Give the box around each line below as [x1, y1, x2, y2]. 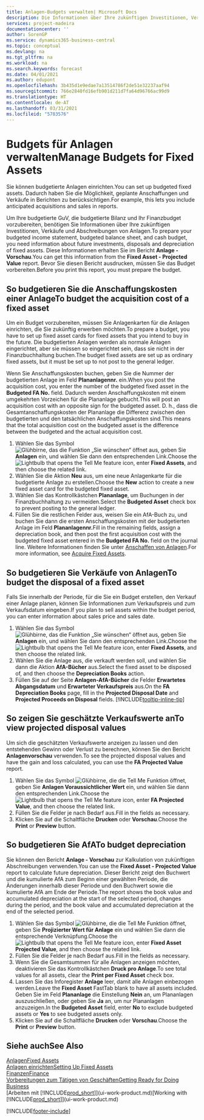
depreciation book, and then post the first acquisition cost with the [15, 531, 182, 538]
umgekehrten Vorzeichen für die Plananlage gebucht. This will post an [6, 395, 180, 403]
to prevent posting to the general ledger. [15, 505, 117, 512]
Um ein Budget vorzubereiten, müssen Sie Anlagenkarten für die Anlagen [6, 319, 190, 327]
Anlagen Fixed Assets [6, 1057, 59, 1064]
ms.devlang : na [6, 49, 45, 55]
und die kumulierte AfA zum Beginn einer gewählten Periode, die [6, 875, 168, 882]
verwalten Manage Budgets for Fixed [6, 150, 194, 164]
